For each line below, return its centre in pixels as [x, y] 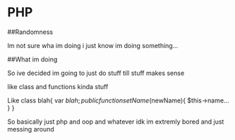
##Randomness [30, 32]
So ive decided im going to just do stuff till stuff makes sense [96, 73]
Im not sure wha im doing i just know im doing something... [93, 45]
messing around [31, 129]
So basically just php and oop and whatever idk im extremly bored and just [116, 122]
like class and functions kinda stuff [58, 86]
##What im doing [32, 59]
